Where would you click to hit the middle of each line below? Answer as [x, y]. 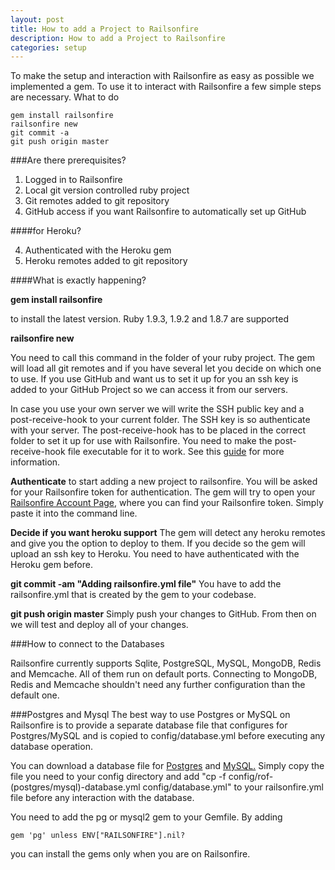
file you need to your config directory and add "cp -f [118, 777]
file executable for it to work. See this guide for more [176, 452]
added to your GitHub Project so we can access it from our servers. [149, 390]
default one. [35, 695]
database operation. [51, 747]
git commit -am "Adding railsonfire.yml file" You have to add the [146, 584]
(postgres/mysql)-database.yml [75, 787]
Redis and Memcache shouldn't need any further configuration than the [158, 685]
